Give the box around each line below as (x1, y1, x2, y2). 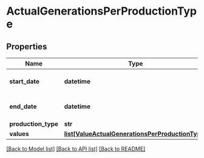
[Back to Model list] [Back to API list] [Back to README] (6, 145, 146, 153)
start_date (9, 77, 40, 86)
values (9, 129, 29, 138)
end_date (9, 102, 38, 111)
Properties (6, 41, 47, 52)
